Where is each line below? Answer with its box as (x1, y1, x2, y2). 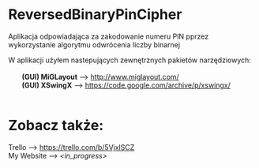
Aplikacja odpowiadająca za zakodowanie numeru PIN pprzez (8, 32, 209, 41)
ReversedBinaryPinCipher (8, 6, 182, 24)
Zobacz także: (8, 117, 104, 135)
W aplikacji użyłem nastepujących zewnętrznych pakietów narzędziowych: (8, 55, 251, 65)
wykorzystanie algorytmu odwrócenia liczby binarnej (8, 39, 180, 49)
